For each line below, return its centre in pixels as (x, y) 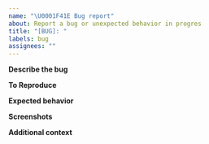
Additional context (41, 133)
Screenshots (30, 117)
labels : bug (28, 39)
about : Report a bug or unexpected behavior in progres (105, 24)
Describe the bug (38, 69)
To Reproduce (33, 85)
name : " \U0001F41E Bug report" (61, 16)
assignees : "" (33, 46)
